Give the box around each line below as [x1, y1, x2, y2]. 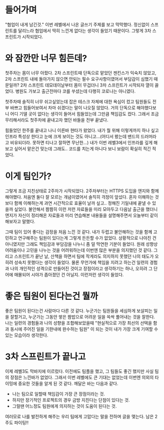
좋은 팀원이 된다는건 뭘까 [5, 291, 98, 301]
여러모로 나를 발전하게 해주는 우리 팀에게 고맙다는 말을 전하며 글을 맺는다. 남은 [5, 413, 154, 419]
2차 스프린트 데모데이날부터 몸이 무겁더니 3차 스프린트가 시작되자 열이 [20, 82, 154, 88]
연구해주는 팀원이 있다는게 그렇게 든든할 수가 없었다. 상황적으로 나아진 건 [18, 235, 157, 241]
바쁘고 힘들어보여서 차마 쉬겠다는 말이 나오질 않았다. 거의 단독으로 [10, 105, 136, 111]
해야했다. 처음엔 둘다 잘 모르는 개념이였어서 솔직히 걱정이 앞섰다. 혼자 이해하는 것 [5, 194, 159, 200]
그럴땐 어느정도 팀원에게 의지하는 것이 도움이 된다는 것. [12, 403, 117, 409]
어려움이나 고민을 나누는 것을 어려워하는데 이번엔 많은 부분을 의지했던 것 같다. [5, 247, 153, 253]
